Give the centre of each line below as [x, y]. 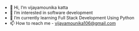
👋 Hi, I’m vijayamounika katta [39, 8]
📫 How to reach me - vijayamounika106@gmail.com [63, 23]
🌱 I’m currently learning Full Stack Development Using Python [72, 18]
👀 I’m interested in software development [51, 13]
